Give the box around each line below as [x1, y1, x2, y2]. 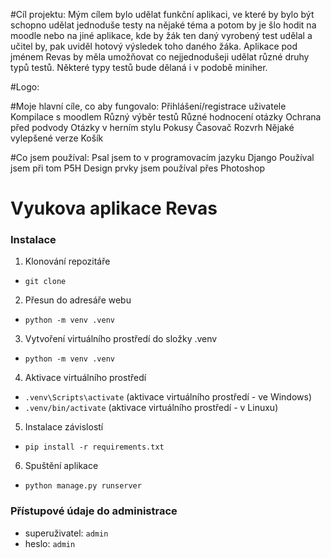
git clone [24, 277, 67, 287]
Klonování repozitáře [24, 255, 111, 268]
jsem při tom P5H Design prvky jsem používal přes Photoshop [10, 162, 266, 174]
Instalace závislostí [24, 421, 104, 433]
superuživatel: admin [24, 527, 109, 539]
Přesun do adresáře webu [24, 294, 132, 306]
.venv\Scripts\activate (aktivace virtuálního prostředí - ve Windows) [24, 391, 313, 403]
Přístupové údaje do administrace [10, 504, 178, 518]
